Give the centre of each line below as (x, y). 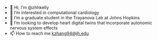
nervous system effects (34, 28)
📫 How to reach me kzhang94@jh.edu (49, 33)
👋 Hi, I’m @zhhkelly (29, 7)
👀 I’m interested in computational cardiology (54, 13)
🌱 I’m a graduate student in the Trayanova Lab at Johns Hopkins (75, 18)
